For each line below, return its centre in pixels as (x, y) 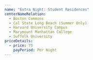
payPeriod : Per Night (35, 50)
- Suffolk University (31, 37)
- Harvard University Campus (38, 28)
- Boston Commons (26, 18)
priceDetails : (19, 41)
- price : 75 (21, 45)
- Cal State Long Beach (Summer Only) (48, 23)
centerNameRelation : (25, 14)
